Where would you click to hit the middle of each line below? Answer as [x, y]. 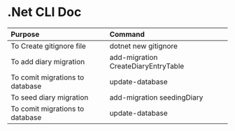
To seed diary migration [50, 97]
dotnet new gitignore [144, 46]
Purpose [25, 34]
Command [127, 34]
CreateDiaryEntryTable [147, 65]
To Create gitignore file [48, 46]
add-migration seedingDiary [156, 97]
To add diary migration [48, 61]
